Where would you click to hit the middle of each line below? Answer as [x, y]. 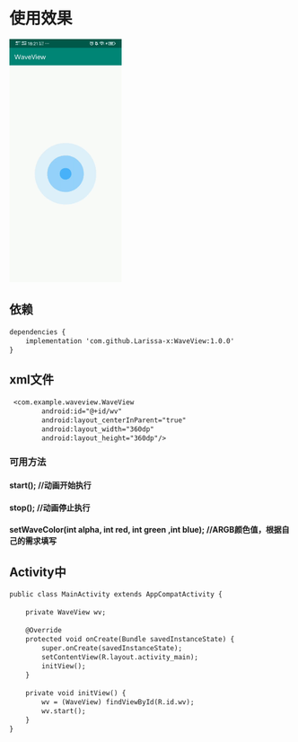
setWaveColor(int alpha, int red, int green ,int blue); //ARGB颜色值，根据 [146, 530]
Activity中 [38, 572]
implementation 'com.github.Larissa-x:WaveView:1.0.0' [130, 341]
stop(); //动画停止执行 [50, 508]
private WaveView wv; [66, 613]
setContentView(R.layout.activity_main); [120, 658]
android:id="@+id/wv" [82, 411]
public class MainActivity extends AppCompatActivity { [116, 595]
